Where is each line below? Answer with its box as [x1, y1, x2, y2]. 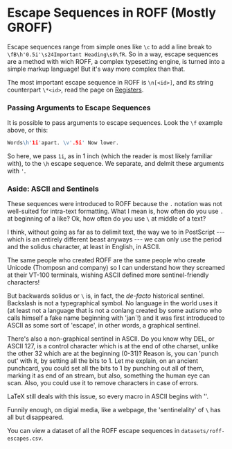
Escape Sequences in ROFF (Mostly [7, 5, 216, 21]
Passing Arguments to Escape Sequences [7, 103, 151, 112]
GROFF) [7, 19, 53, 35]
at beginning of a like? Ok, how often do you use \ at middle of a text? [7, 214, 206, 223]
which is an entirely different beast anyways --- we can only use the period [7, 235, 222, 244]
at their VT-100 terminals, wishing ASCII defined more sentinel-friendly [7, 271, 209, 279]
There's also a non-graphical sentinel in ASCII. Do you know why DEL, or [7, 334, 215, 343]
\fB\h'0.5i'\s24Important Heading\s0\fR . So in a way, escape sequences [7, 50, 219, 58]
